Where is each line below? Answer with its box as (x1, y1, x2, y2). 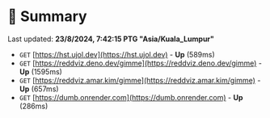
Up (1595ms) (19, 66, 62, 76)
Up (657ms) (19, 84, 59, 94)
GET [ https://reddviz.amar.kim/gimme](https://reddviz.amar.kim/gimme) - (19, 75, 261, 85)
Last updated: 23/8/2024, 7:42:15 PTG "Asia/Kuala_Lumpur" (7, 34, 215, 44)
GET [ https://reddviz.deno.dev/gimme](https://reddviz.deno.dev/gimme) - (19, 58, 263, 68)
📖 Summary (7, 7, 87, 26)
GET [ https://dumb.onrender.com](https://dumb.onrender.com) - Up (19, 92, 243, 102)
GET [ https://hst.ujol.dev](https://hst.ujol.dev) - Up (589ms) (19, 49, 215, 59)
